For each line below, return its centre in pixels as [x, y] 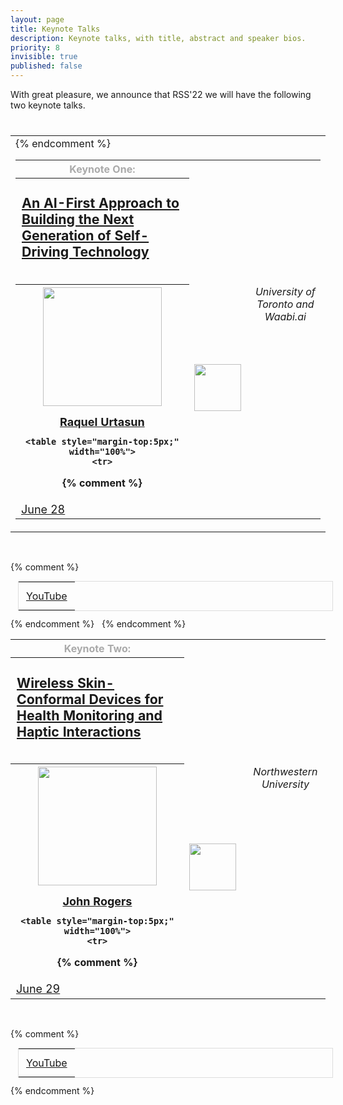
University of [285, 292]
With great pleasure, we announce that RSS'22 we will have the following [161, 94]
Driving [45, 252]
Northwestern [285, 771]
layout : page [37, 19]
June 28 [43, 509]
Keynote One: [102, 169]
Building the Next [78, 219]
